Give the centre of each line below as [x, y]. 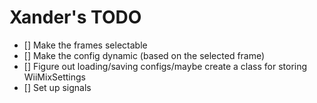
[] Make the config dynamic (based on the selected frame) [144, 55]
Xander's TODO [75, 17]
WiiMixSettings [54, 77]
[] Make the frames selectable [85, 45]
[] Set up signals [57, 87]
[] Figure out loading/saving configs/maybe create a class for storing [165, 66]
